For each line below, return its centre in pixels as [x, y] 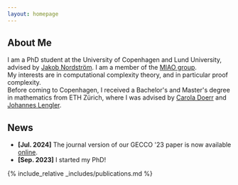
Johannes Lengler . [34, 105]
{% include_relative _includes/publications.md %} [80, 174]
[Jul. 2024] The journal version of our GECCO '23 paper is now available [124, 145]
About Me [29, 43]
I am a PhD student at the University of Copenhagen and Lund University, [115, 60]
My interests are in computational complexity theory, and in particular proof [118, 75]
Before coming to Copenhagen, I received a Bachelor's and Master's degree [119, 90]
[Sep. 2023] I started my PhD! [62, 160]
